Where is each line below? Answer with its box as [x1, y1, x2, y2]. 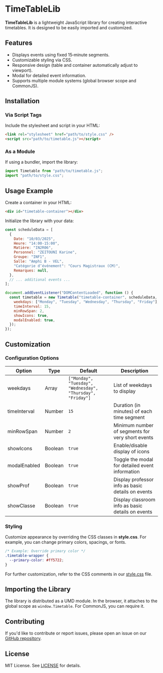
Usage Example [5, 187, 53, 195]
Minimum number [113, 422, 154, 428]
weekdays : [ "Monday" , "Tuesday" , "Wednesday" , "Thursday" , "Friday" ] [14, 300, 158, 305]
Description [120, 367, 149, 374]
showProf [7, 482, 30, 489]
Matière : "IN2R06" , [14, 245, 53, 250]
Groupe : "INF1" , [14, 254, 47, 259]
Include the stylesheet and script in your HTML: [5, 123, 100, 129]
